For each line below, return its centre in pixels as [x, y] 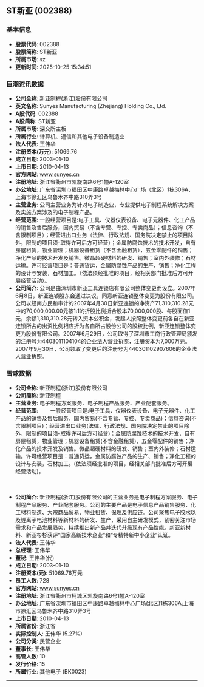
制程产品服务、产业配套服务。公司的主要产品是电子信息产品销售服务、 [103, 505]
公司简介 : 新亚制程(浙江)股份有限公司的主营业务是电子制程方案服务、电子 [106, 497]
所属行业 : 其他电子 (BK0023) [51, 672]
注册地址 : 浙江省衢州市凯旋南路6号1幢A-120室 [72, 181]
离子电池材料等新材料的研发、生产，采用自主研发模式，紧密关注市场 [111, 520]
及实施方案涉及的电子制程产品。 [55, 212]
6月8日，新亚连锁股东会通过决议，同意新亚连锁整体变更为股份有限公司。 [106, 296]
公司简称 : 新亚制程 [38, 396]
